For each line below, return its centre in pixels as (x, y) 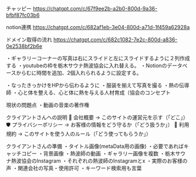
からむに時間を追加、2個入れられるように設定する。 (79, 73)
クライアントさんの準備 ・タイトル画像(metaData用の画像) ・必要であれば (95, 146)
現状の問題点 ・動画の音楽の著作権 (48, 105)
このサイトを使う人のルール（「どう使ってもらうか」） (88, 134)
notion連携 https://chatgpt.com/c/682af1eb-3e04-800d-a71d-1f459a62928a (98, 27)
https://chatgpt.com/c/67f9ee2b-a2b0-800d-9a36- (95, 8)
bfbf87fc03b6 (23, 15)
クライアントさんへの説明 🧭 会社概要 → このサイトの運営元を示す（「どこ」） (97, 117)
